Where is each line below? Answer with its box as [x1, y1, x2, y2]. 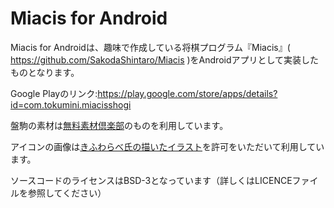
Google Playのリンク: [10, 87, 98, 99]
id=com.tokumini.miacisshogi [10, 98, 132, 111]
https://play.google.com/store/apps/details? [97, 87, 278, 99]
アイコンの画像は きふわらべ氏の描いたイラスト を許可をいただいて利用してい [10, 140, 325, 152]
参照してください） [27, 187, 107, 199]
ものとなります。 [10, 66, 80, 78]
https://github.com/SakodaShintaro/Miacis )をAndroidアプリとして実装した [10, 53, 320, 66]
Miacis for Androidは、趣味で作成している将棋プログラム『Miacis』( [10, 41, 291, 53]
